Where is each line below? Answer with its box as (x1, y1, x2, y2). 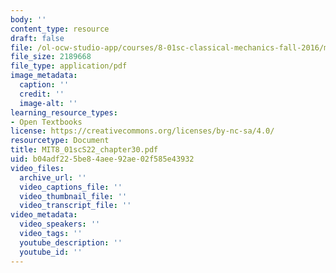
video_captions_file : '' (19, 182, 123, 192)
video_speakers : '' (19, 219, 101, 230)
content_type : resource (10, 24, 110, 34)
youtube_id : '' (19, 247, 83, 257)
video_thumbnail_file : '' (19, 191, 128, 201)
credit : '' (19, 89, 65, 99)
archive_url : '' (19, 172, 87, 183)
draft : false (10, 33, 65, 43)
